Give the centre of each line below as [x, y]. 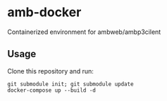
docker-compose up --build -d [52, 90]
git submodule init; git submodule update [70, 84]
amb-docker [44, 12]
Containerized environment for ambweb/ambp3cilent [84, 32]
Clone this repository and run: [50, 71]
